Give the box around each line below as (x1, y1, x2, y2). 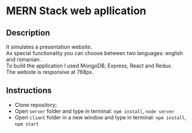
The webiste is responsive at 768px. (6, 69, 94, 75)
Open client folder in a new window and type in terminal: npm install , (14, 113, 187, 121)
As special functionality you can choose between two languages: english (6, 50, 183, 57)
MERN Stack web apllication (6, 4, 147, 18)
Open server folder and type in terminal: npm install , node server (14, 108, 175, 115)
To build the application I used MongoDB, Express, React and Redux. (6, 62, 173, 69)
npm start (14, 121, 39, 127)
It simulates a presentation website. (6, 43, 92, 50)
